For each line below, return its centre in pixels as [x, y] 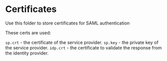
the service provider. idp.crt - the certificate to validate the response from [83, 47]
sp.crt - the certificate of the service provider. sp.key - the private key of [82, 42]
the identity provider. [27, 53]
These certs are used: [28, 32]
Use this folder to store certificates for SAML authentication [68, 23]
